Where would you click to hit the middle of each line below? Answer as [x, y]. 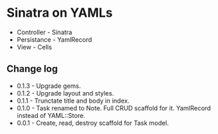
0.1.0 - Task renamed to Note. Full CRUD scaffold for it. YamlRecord [114, 108]
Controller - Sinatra [45, 32]
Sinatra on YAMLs [60, 13]
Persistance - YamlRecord [54, 39]
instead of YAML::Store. [51, 115]
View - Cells [34, 47]
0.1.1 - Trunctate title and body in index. [73, 100]
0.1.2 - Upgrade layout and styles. [65, 93]
